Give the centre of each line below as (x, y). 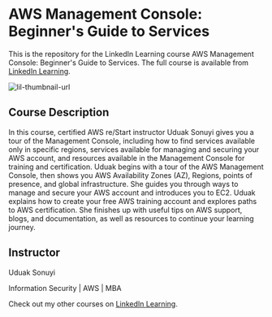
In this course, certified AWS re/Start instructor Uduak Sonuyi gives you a (131, 132)
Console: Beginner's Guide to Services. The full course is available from (129, 63)
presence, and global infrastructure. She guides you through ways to (123, 184)
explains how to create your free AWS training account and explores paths (133, 201)
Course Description (59, 113)
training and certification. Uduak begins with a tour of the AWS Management (136, 167)
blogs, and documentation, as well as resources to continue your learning (131, 218)
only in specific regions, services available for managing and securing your (134, 149)
